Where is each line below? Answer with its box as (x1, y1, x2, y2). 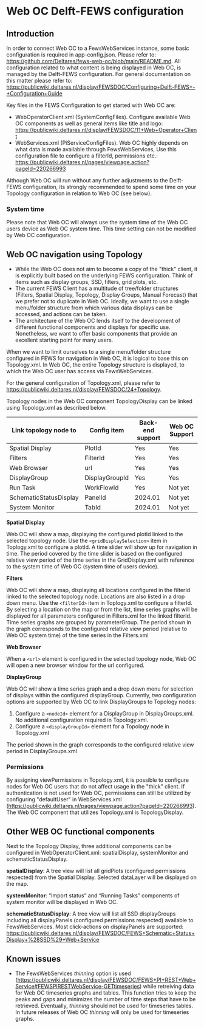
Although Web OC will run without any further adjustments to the (6, 177, 168, 184)
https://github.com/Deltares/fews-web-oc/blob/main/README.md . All (6, 58, 181, 64)
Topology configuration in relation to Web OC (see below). (6, 190, 152, 197)
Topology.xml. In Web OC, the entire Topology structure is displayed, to (6, 361, 185, 368)
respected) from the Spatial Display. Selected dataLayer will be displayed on (6, 874, 197, 881)
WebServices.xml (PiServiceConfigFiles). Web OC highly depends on (15, 139, 188, 147)
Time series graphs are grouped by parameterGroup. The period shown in (6, 619, 191, 626)
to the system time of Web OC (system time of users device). (6, 563, 159, 570)
